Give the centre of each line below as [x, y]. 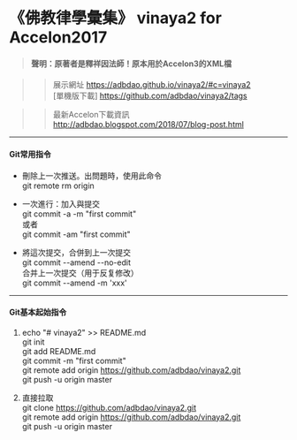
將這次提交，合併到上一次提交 [76, 252]
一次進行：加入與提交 [61, 203]
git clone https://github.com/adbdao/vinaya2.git [109, 407]
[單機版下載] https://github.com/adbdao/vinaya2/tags [150, 96]
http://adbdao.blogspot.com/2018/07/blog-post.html [148, 125]
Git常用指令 [30, 154]
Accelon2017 [58, 38]
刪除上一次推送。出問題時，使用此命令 [91, 175]
